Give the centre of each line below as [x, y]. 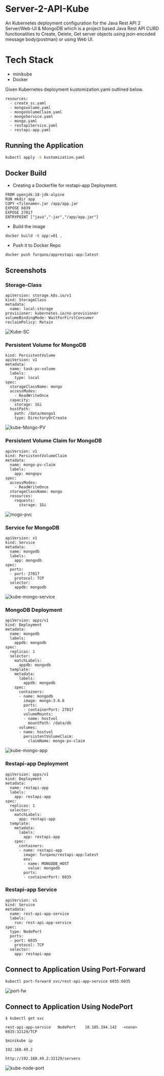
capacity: [20, 400]
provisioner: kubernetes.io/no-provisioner [52, 314]
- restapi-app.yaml [30, 130]
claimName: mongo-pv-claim [56, 741]
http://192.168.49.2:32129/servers [43, 1059]
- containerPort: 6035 [47, 877]
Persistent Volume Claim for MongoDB [54, 441]
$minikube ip [19, 1041]
